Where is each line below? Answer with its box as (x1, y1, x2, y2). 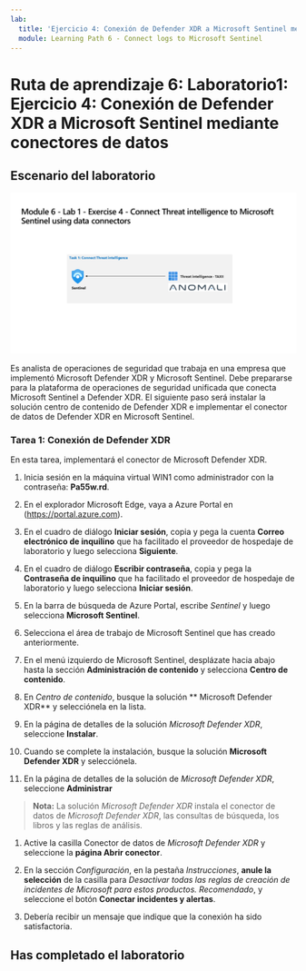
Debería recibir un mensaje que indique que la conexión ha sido (23, 911, 262, 922)
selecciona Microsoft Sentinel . (23, 609, 140, 621)
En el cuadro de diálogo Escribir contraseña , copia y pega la (23, 563, 252, 574)
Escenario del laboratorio (10, 168, 156, 183)
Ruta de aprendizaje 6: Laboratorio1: (10, 74, 289, 94)
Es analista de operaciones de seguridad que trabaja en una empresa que (10, 362, 287, 373)
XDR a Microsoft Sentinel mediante (10, 113, 280, 134)
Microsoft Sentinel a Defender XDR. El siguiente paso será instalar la (10, 391, 266, 402)
